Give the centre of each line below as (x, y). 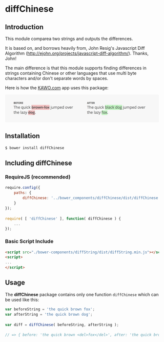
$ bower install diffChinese (35, 148)
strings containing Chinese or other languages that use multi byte (71, 73)
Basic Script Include (29, 241)
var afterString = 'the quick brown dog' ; (49, 314)
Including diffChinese (39, 163)
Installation (22, 136)
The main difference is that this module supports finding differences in (76, 68)
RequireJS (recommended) (38, 177)
